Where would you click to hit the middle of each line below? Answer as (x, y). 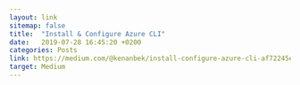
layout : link (33, 17)
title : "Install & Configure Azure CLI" (87, 34)
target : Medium (37, 67)
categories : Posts (43, 50)
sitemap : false (37, 26)
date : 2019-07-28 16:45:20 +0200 (75, 42)
